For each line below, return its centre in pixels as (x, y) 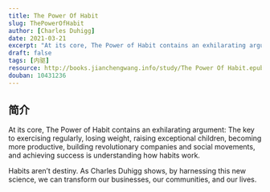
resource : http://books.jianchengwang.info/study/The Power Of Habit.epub (136, 68)
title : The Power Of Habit (53, 16)
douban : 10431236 (37, 76)
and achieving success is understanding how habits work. (104, 155)
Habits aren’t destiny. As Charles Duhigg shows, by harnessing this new (127, 171)
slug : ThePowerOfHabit (46, 23)
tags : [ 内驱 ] (29, 61)
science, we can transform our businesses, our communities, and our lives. (133, 180)
